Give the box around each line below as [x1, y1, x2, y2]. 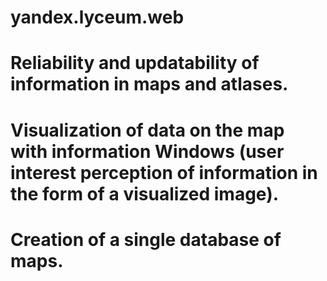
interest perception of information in [10, 161, 318, 184]
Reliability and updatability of [10, 52, 260, 75]
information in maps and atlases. [10, 73, 289, 96]
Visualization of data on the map [10, 119, 285, 141]
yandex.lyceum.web [10, 6, 185, 29]
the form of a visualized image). [10, 182, 280, 205]
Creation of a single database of [10, 228, 282, 251]
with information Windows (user [10, 140, 285, 163]
